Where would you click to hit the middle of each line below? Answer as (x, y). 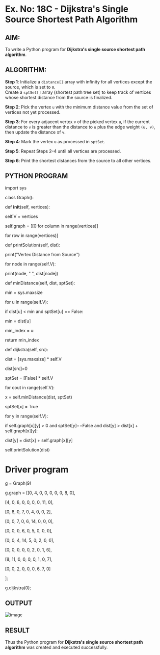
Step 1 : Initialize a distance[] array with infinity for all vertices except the (79, 81)
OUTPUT (19, 603)
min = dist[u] (18, 321)
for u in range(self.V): (27, 302)
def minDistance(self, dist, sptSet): (40, 283)
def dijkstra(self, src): (27, 349)
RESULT (17, 630)
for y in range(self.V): (27, 416)
